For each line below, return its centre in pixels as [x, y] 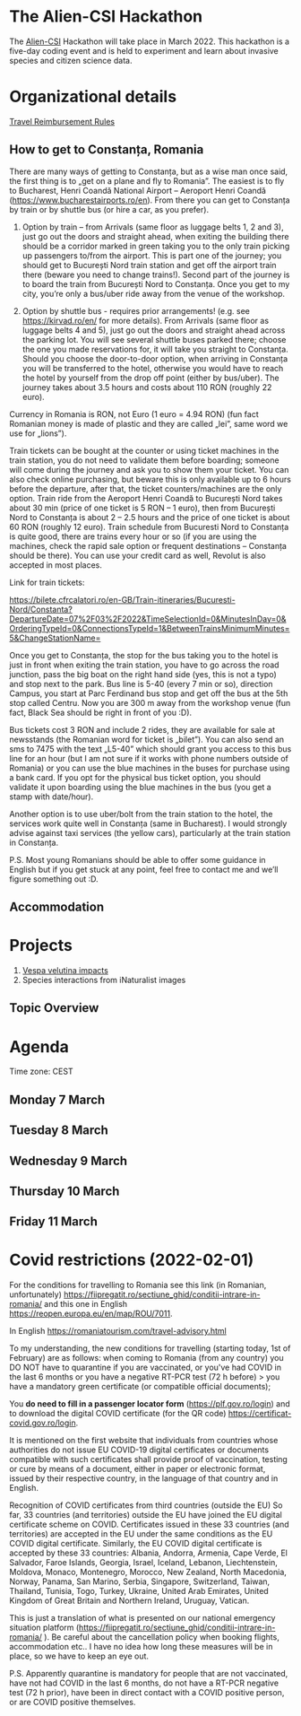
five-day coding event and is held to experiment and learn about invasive [144, 50]
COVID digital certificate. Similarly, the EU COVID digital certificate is [136, 1544]
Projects [41, 946]
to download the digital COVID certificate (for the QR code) [118, 1414]
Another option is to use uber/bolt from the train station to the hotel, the [141, 814]
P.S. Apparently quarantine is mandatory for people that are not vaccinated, [149, 1674]
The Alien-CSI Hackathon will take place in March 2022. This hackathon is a [149, 41]
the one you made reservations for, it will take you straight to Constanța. [155, 349]
